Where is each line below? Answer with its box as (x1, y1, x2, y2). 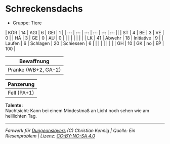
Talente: (5, 102, 23, 108)
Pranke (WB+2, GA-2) (8, 66, 61, 73)
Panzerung (8, 80, 35, 87)
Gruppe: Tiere (12, 20, 42, 26)
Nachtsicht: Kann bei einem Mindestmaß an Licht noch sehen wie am (5, 107, 149, 114)
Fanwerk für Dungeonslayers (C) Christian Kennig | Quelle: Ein (5, 127, 136, 133)
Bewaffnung (19, 58, 50, 65)
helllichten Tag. (5, 113, 37, 119)
